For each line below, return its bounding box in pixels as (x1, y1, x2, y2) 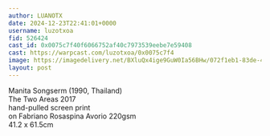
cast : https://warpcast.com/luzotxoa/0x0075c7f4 (8, 49, 174, 57)
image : (8, 57, 31, 65)
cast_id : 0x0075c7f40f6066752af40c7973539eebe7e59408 (8, 42, 193, 50)
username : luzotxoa (8, 26, 74, 34)
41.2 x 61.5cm (8, 119, 54, 129)
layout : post (8, 64, 52, 72)
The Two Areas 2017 (8, 94, 76, 104)
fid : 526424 (8, 34, 48, 42)
